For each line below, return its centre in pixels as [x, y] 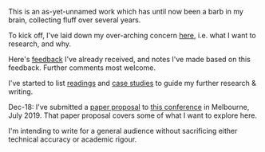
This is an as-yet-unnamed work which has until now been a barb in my [126, 12]
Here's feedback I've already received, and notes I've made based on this [130, 59]
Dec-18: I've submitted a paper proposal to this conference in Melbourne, [129, 107]
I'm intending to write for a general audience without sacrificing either [123, 131]
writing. [21, 92]
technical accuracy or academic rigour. [73, 139]
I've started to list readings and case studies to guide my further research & [132, 83]
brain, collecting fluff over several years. [75, 20]
